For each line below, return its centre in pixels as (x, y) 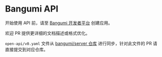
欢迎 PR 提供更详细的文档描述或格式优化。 (48, 33)
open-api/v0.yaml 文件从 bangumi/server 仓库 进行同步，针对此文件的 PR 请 (81, 43)
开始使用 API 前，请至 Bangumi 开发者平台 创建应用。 (59, 23)
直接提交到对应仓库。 (26, 49)
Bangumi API (32, 9)
